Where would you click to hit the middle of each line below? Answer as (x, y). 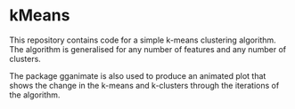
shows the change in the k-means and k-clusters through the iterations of (144, 85)
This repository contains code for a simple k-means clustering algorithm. (143, 40)
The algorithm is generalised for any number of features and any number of (148, 49)
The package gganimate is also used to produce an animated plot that (138, 75)
